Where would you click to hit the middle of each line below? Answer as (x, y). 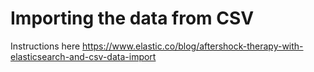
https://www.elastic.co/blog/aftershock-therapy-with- (193, 46)
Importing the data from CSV (132, 18)
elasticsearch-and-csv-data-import (83, 56)
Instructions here (45, 46)
